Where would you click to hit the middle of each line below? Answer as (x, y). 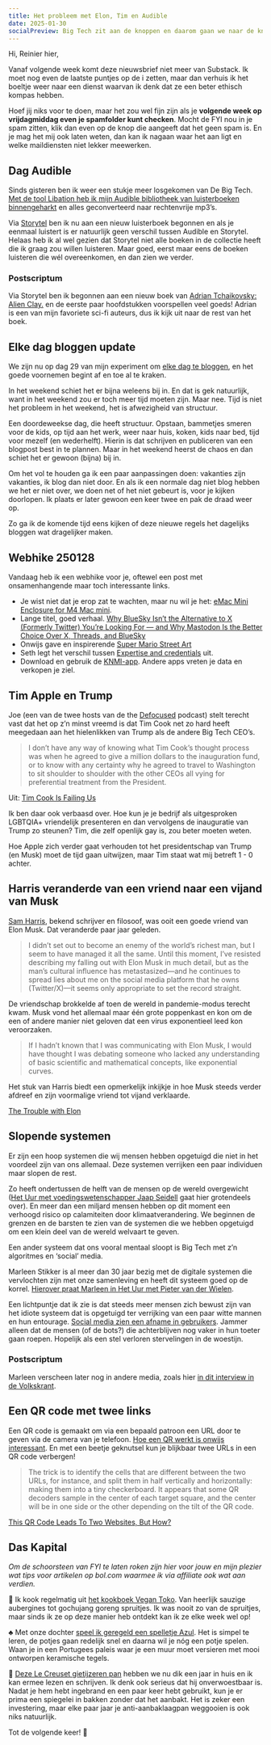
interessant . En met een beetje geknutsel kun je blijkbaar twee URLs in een (132, 1448)
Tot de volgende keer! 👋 (48, 1732)
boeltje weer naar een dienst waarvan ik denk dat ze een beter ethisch (125, 86)
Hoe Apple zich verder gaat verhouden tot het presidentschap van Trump (130, 846)
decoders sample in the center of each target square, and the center (142, 1498)
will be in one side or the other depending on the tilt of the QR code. (141, 1506)
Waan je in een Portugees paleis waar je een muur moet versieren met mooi (134, 1650)
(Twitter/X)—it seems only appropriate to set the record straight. (135, 988)
